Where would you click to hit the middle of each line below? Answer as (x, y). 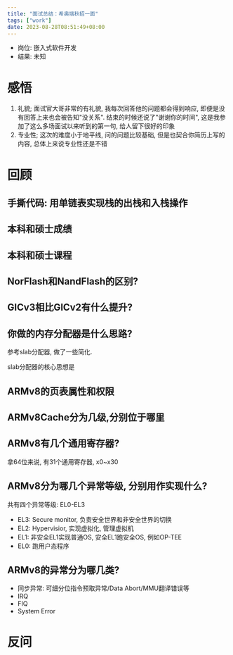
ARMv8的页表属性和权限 (61, 391)
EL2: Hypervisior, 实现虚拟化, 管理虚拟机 (75, 528)
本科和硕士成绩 (40, 229)
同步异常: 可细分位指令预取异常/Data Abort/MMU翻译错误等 (103, 588)
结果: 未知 (32, 56)
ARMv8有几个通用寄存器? (64, 443)
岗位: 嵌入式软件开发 (47, 48)
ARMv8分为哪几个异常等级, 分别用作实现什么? (107, 486)
